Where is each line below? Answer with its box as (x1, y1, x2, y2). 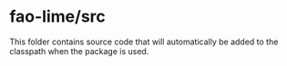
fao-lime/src (9, 6, 107, 27)
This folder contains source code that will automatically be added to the (9, 36, 279, 47)
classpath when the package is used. (9, 45, 149, 56)
